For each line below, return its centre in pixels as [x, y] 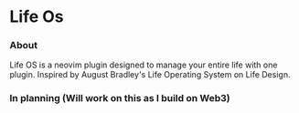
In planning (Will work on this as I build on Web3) [120, 98]
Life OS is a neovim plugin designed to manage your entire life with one [144, 65]
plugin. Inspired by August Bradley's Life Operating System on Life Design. [150, 75]
